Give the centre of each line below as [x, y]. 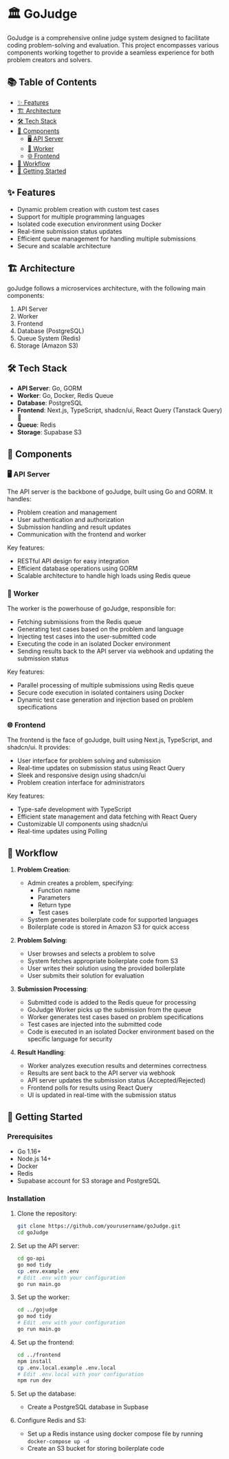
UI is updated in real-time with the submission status [102, 1095]
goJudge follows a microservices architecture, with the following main [107, 288]
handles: [19, 499]
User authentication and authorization [71, 519]
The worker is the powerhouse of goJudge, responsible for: [92, 609]
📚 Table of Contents [52, 82]
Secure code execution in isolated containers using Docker [100, 693]
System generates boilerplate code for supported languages [113, 920]
